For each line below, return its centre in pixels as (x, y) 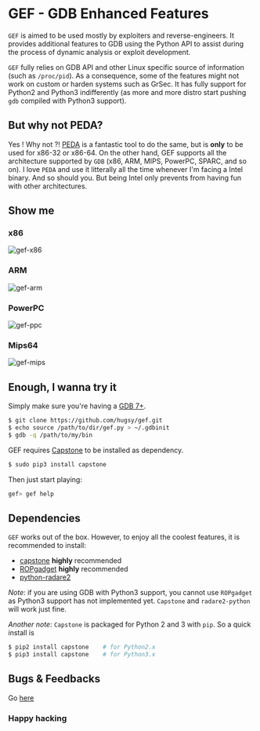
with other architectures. (48, 186)
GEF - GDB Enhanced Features (108, 14)
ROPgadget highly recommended (74, 569)
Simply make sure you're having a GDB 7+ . (77, 406)
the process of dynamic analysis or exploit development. (99, 52)
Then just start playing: (45, 479)
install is (22, 633)
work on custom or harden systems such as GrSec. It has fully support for (127, 84)
